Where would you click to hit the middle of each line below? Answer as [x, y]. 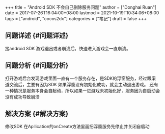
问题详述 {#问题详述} [37, 36]
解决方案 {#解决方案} [37, 114]
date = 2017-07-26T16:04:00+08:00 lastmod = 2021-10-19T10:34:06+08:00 [82, 13]
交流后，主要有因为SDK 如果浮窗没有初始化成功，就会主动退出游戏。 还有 [84, 84]
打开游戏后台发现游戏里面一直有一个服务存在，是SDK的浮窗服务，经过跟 [78, 78]
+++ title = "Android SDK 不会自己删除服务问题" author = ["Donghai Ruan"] [81, 7]
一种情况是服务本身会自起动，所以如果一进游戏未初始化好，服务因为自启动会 [82, 91]
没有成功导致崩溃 [22, 97]
